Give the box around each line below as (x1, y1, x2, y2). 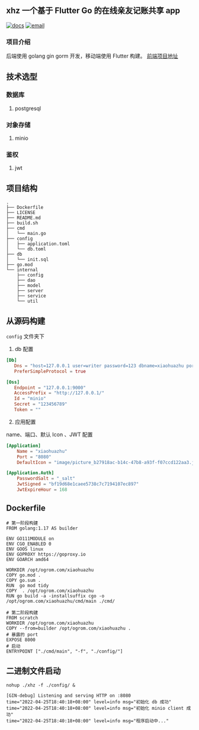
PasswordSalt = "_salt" (17, 475, 76, 482)
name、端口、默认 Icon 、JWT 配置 (6, 431, 93, 438)
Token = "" (14, 407, 41, 413)
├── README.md (6, 215, 41, 221)
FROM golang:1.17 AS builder (6, 525, 78, 531)
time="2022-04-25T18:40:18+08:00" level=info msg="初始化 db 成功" (6, 698, 172, 705)
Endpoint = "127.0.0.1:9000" (14, 384, 86, 391)
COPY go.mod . (6, 572, 41, 578)
